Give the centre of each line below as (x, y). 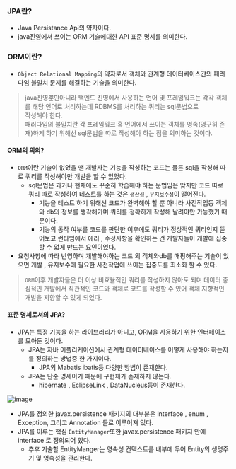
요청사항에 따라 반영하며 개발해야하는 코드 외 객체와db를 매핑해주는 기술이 (119, 255)
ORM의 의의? (26, 151)
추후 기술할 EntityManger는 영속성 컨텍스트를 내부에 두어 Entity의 (119, 449)
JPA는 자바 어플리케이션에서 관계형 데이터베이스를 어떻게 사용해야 (119, 349)
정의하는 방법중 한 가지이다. (73, 358)
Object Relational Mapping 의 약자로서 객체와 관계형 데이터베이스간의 (115, 74)
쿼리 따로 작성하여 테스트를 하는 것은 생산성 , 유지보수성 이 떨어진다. (117, 194)
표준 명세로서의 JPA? (36, 315)
